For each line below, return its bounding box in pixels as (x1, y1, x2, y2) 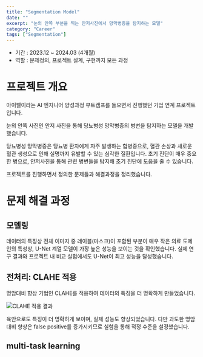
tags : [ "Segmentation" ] (6, 32, 67, 38)
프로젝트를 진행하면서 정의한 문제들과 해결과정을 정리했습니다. (6, 171, 153, 178)
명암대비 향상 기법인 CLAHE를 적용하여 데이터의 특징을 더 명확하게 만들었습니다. (6, 289, 196, 297)
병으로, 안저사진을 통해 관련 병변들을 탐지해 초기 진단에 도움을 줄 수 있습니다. (12, 158, 194, 165)
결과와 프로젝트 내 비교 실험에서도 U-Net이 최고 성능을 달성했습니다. (12, 253, 174, 260)
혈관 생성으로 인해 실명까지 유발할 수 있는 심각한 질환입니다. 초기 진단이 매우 (6, 150, 186, 158)
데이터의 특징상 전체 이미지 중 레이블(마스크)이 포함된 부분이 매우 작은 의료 (6, 238, 182, 245)
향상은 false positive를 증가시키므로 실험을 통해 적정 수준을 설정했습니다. (17, 323, 190, 330)
